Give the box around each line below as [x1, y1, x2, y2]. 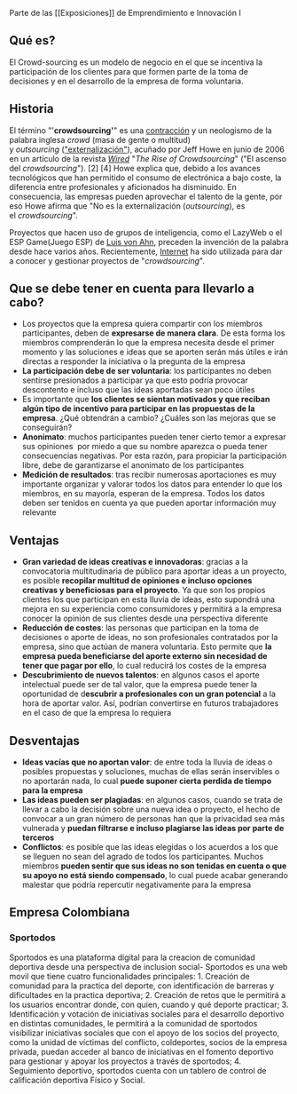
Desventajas [9, 733, 80, 749]
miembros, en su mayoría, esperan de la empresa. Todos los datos [21, 488, 266, 499]
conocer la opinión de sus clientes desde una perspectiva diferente [21, 613, 269, 624]
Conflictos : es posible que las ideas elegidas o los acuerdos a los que [21, 842, 278, 852]
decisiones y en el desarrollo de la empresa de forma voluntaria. [9, 75, 244, 86]
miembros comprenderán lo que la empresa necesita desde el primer [21, 337, 275, 348]
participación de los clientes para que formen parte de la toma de [9, 66, 248, 76]
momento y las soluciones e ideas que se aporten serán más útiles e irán [21, 346, 288, 358]
